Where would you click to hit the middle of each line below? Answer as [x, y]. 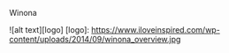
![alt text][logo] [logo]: [50, 30]
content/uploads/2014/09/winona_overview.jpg [95, 39]
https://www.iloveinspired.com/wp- [156, 30]
